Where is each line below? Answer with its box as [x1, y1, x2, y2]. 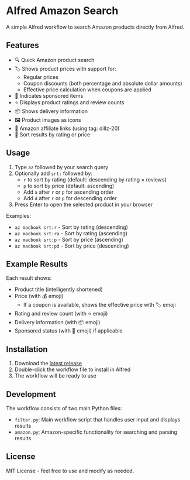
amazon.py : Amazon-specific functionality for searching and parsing [14, 428, 177, 436]
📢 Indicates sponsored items [14, 92, 84, 99]
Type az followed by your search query [14, 163, 109, 170]
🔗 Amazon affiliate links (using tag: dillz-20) [14, 125, 120, 132]
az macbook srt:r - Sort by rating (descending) [14, 224, 129, 231]
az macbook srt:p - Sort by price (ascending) [14, 236, 124, 243]
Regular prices [23, 73, 58, 80]
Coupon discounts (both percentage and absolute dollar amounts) [23, 80, 182, 87]
